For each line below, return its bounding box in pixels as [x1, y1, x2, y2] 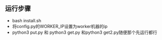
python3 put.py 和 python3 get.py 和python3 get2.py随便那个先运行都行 [12, 29, 158, 35]
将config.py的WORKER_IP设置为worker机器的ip [12, 23, 108, 29]
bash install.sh [12, 17, 41, 23]
